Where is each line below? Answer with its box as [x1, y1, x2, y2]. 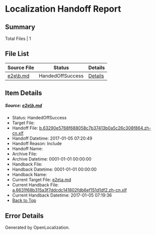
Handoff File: [12, 125, 38, 131]
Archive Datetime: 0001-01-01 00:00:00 [12, 156, 91, 162]
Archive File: [12, 151, 37, 157]
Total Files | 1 [5, 36, 31, 41]
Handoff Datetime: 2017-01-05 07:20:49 [12, 135, 92, 142]
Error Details [5, 212, 44, 220]
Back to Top [12, 198, 36, 203]
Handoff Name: [12, 146, 43, 152]
